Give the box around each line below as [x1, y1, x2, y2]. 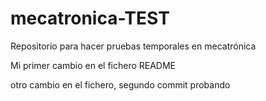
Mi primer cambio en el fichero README [10, 59, 177, 71]
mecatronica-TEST [10, 7, 170, 30]
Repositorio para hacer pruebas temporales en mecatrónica [10, 40, 257, 52]
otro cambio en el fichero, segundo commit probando [10, 78, 231, 91]
